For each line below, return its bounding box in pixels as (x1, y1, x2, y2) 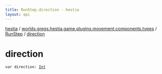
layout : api (5, 12, 30, 17)
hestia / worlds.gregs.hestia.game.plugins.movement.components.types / (5, 25, 157, 31)
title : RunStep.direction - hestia (5, 7, 79, 12)
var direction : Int (5, 65, 46, 70)
